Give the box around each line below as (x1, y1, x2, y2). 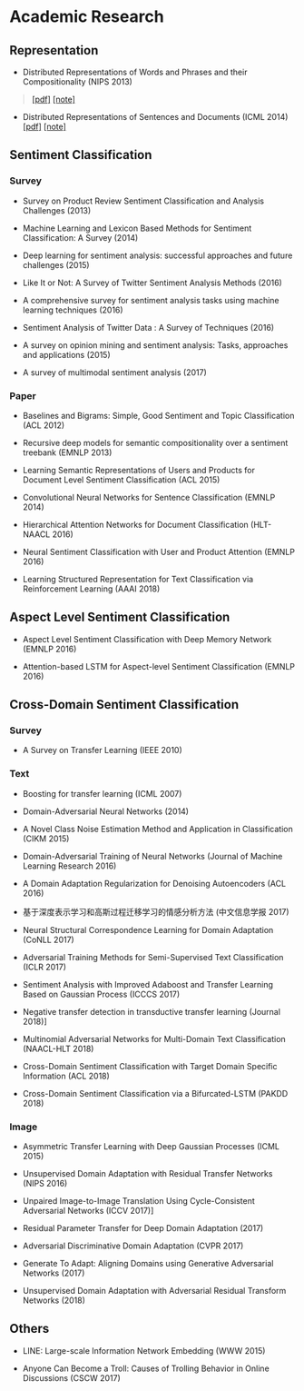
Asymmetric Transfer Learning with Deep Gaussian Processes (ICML (22, 1141, 279, 1152)
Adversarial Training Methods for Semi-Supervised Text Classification (22, 951, 284, 962)
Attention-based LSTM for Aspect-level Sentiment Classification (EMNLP (22, 661, 296, 671)
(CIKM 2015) (22, 833, 70, 844)
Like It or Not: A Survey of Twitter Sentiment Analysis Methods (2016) (22, 277, 283, 288)
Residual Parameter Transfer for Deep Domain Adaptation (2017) (22, 1223, 264, 1234)
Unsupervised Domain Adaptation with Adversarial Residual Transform (22, 1286, 287, 1297)
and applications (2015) (22, 349, 111, 360)
